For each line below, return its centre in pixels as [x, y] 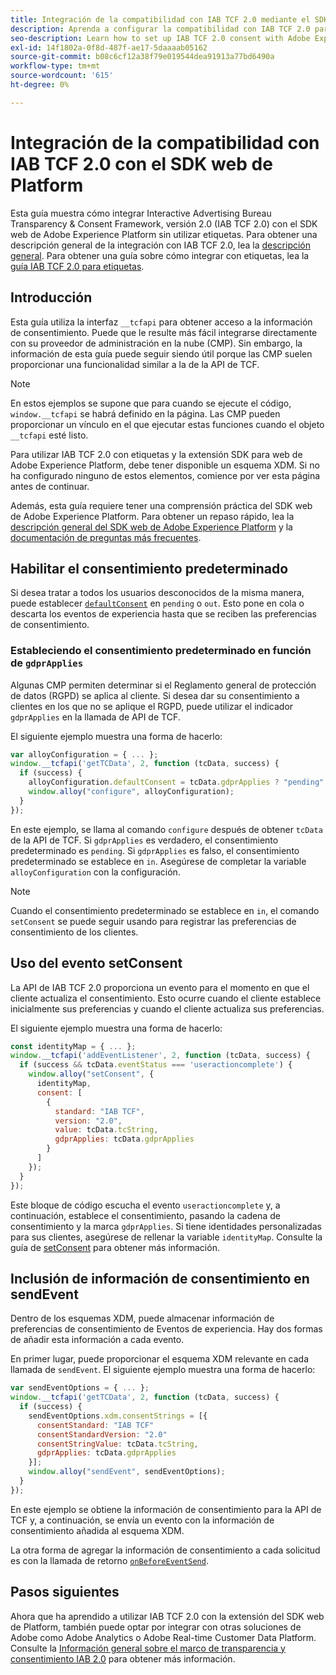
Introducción [51, 297]
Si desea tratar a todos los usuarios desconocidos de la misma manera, [157, 593]
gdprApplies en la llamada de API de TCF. [95, 717]
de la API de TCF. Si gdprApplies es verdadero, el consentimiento [144, 840]
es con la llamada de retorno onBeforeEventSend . [109, 1560]
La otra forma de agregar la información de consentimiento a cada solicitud [165, 1550]
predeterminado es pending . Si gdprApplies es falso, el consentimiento [155, 850]
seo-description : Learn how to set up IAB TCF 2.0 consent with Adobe [160, 38]
